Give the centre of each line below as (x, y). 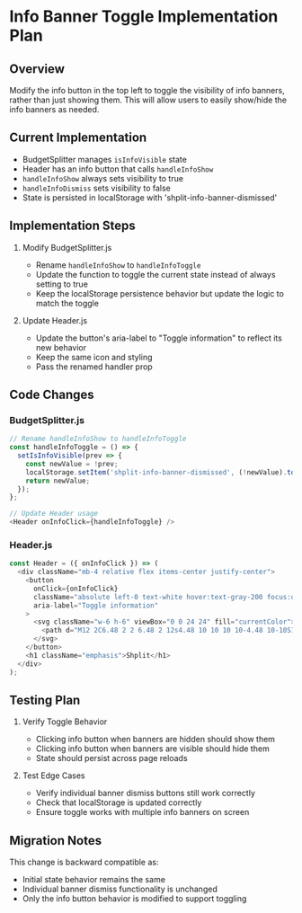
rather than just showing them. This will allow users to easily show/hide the (148, 100)
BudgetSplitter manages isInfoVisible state (104, 159)
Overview (37, 69)
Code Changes (52, 395)
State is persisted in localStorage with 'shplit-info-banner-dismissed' (150, 197)
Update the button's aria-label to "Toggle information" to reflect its (159, 338)
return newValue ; (58, 481)
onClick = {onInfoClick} (75, 589)
